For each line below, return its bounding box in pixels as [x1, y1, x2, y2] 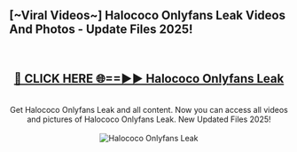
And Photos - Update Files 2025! [9, 22, 193, 37]
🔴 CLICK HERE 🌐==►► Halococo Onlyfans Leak [13, 71, 285, 86]
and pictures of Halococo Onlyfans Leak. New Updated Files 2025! [26, 114, 272, 124]
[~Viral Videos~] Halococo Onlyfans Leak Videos [9, 8, 286, 23]
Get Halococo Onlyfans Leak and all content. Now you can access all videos [10, 104, 288, 115]
